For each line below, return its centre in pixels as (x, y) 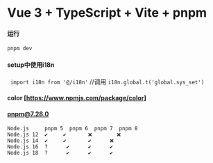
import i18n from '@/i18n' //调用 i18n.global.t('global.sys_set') (107, 81)
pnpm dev (20, 49)
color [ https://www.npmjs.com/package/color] (77, 98)
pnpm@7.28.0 (28, 114)
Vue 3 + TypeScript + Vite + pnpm (107, 13)
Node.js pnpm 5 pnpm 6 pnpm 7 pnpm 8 (73, 129)
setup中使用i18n (31, 65)
